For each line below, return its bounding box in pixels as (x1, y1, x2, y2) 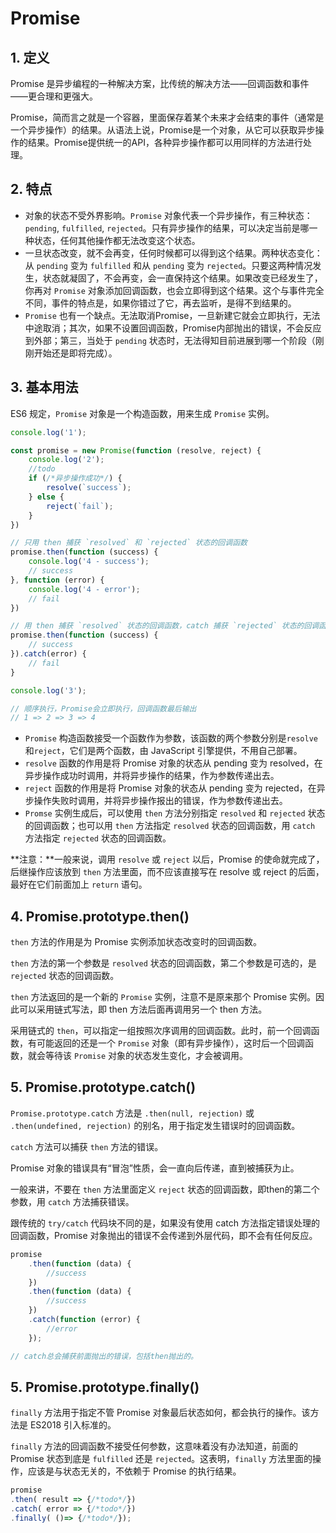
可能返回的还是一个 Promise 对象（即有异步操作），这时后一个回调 (36, 1037, 305, 1049)
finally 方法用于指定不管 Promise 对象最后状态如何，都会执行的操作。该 (10, 1407, 311, 1419)
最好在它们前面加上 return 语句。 (10, 878, 148, 891)
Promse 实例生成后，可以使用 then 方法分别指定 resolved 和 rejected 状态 (24, 807, 326, 819)
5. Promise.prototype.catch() (10, 1079, 197, 1096)
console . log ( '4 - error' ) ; (28, 584, 141, 594)
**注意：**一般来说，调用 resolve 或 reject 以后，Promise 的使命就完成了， (10, 853, 325, 866)
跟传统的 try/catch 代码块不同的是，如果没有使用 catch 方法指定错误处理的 (10, 1217, 320, 1229)
